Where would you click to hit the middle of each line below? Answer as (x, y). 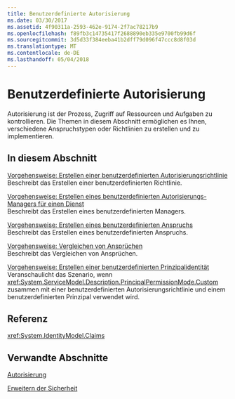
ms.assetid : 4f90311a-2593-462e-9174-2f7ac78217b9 (83, 27)
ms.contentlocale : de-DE (43, 53)
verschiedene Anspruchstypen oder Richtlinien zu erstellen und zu (103, 129)
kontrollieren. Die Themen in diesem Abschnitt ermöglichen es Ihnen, (107, 121)
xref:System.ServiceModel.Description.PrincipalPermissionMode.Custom (113, 282)
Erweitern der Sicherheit (42, 388)
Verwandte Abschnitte (58, 358)
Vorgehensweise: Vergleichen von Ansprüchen (75, 246)
